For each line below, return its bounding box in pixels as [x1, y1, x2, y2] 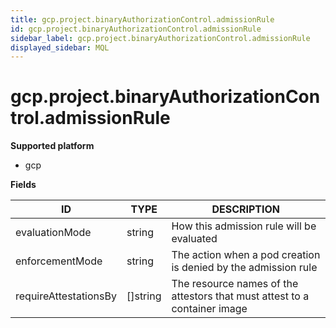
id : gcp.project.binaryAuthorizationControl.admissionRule [10, 24, 262, 34]
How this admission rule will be [171, 219, 317, 233]
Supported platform [10, 140, 95, 152]
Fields [10, 179, 37, 191]
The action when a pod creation [171, 248, 321, 262]
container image [171, 302, 248, 316]
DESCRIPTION [211, 202, 281, 216]
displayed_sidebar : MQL [10, 42, 110, 53]
